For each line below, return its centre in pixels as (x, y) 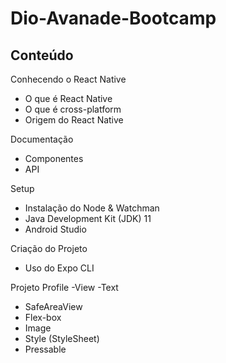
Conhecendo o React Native (68, 79)
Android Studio (55, 229)
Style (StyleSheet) (62, 338)
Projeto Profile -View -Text (64, 287)
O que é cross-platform (73, 109)
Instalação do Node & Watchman (92, 208)
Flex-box (43, 317)
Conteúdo (42, 55)
